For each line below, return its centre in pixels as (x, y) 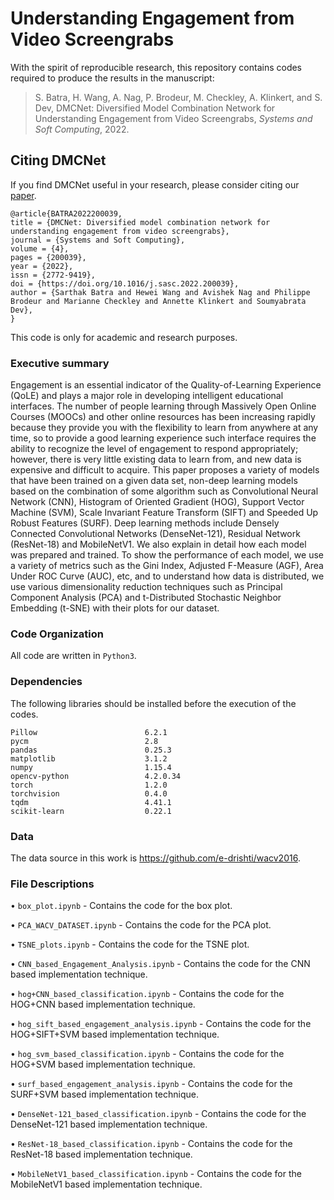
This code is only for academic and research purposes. (124, 337)
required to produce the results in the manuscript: (112, 78)
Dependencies (46, 682)
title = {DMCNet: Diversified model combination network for (140, 222)
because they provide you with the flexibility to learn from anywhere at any (164, 428)
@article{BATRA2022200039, (66, 213)
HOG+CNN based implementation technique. (103, 1004)
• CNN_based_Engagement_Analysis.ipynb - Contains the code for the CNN (160, 964)
